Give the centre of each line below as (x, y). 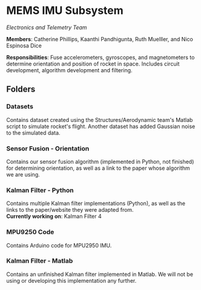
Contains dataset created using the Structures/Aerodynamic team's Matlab (100, 120)
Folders (21, 89)
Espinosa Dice (24, 46)
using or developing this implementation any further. (71, 280)
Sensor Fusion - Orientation (48, 148)
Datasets (20, 107)
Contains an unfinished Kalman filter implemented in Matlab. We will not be (100, 274)
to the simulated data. (33, 133)
